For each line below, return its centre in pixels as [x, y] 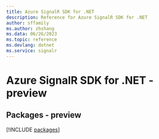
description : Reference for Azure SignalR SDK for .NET [77, 17]
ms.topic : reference [32, 40]
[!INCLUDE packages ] [33, 129]
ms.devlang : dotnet [30, 46]
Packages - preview [44, 115]
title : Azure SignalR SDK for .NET [50, 12]
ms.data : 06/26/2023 [32, 34]
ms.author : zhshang [30, 28]
